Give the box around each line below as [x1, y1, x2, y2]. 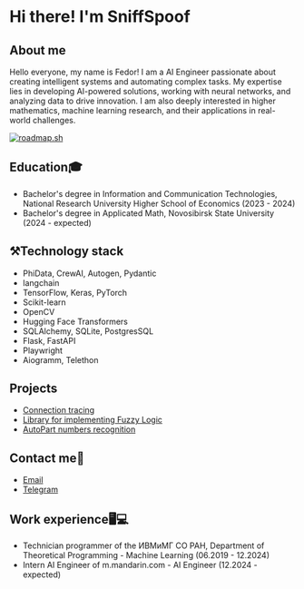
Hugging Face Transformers [22, 316, 129, 327]
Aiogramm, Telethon [22, 354, 99, 365]
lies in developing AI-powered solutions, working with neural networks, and [9, 86, 291, 96]
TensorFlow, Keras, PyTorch [22, 287, 128, 298]
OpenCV [22, 306, 55, 317]
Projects [9, 381, 58, 397]
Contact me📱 [9, 450, 84, 466]
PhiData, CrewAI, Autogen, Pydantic [22, 268, 157, 279]
